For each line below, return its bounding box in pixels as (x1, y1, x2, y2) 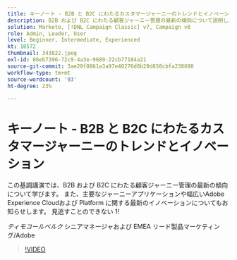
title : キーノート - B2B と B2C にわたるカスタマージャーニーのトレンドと (7, 10, 203, 18)
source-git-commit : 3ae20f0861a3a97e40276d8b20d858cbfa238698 (7, 63, 194, 70)
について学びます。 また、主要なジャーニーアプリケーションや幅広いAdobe (7, 190, 224, 198)
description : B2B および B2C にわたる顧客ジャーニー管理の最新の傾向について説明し (7, 17, 229, 24)
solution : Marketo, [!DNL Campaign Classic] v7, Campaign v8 (7, 23, 191, 30)
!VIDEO (24, 245, 46, 254)
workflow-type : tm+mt (7, 69, 71, 76)
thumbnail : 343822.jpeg (7, 50, 78, 57)
